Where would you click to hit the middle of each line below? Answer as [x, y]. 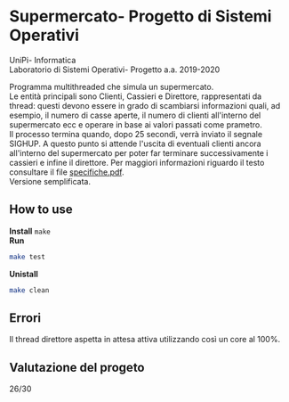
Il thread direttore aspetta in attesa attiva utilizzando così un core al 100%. [145, 340]
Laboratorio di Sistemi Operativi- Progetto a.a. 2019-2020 [115, 70]
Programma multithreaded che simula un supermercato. [112, 86]
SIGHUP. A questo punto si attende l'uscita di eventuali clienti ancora [135, 144]
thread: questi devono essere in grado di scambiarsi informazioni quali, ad [145, 105]
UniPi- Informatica [43, 60]
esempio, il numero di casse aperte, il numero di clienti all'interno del [135, 115]
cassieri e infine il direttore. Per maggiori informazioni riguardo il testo [137, 162]
